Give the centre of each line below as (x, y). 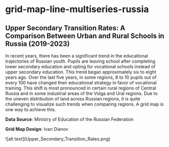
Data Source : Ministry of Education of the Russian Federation (69, 119)
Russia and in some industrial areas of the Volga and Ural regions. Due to (82, 93)
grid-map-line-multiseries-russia (77, 9)
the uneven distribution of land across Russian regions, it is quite (73, 99)
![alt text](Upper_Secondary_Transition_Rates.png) (58, 139)
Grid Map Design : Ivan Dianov (37, 129)
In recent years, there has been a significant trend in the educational (77, 56)
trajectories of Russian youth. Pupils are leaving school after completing (80, 61)
